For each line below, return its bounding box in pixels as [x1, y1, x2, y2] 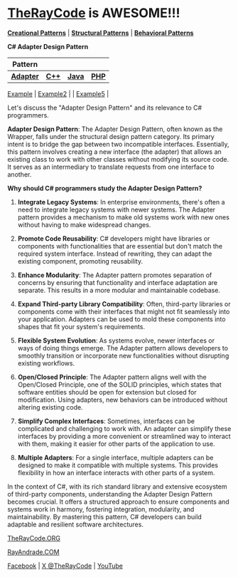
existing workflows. [17, 358, 75, 368]
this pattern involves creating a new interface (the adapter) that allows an [7, 147, 222, 156]
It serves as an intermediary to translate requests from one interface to [7, 162, 215, 171]
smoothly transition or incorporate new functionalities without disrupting [17, 351, 229, 360]
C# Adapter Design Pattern [7, 42, 89, 51]
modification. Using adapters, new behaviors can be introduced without [17, 395, 228, 404]
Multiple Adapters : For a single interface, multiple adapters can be [17, 453, 214, 462]
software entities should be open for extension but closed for [17, 388, 197, 396]
